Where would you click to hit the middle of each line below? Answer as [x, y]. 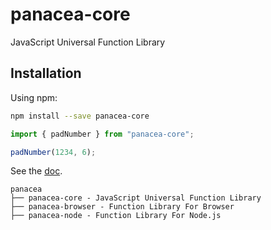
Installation [46, 73]
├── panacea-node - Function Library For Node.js [116, 216]
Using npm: [34, 97]
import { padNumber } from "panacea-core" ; [102, 134]
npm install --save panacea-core [80, 116]
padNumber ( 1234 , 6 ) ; [53, 152]
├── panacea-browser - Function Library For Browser [122, 207]
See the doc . [36, 171]
